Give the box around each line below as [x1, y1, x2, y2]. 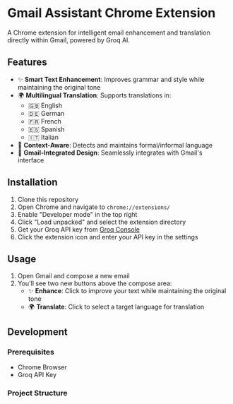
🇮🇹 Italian [28, 133, 59, 141]
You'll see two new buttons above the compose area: [17, 279, 172, 287]
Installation [7, 177, 58, 189]
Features [7, 57, 47, 69]
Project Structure [7, 388, 68, 398]
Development [7, 326, 68, 338]
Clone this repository [17, 195, 79, 203]
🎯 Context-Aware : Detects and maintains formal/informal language [17, 141, 213, 149]
